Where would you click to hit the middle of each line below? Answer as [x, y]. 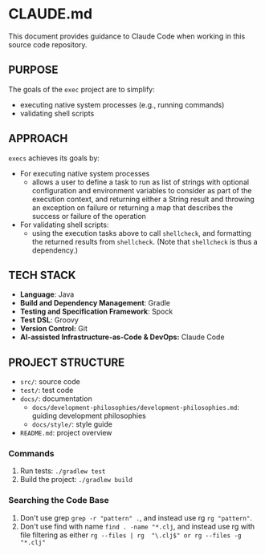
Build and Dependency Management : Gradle [95, 303]
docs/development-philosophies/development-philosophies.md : [135, 407]
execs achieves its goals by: [54, 158]
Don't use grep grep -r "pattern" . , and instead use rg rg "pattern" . [136, 517]
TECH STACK [42, 275]
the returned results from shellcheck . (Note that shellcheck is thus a [145, 241]
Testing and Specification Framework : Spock [96, 312]
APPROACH [38, 138]
